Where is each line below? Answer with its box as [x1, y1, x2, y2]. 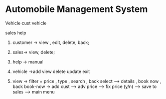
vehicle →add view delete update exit [12, 68, 90, 74]
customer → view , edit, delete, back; [12, 39, 89, 45]
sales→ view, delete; [12, 49, 55, 55]
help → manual [12, 58, 44, 64]
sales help [5, 29, 27, 35]
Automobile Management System [5, 3, 148, 15]
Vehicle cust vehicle [5, 20, 47, 26]
